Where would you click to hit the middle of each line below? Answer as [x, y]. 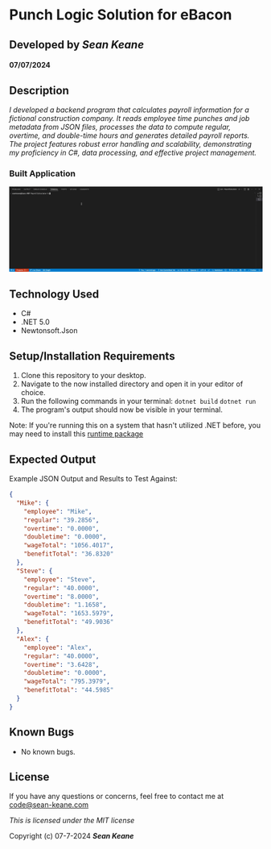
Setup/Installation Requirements [92, 356]
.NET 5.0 [35, 322]
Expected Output [53, 459]
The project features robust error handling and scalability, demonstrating [131, 144]
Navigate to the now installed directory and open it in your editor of [132, 384]
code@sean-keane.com [49, 805]
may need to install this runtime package [76, 434]
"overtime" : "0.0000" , [62, 529]
